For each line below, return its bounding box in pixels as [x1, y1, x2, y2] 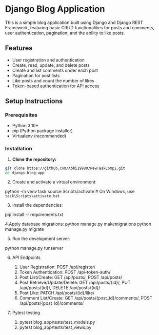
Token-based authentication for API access [12, 83, 99, 89]
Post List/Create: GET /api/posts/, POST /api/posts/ [19, 275, 123, 280]
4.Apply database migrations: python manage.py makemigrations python [5, 221, 151, 227]
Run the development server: [12, 236, 71, 242]
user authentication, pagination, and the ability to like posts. [5, 30, 125, 36]
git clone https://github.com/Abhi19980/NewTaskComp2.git [5, 166, 125, 171]
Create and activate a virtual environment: [12, 179, 97, 185]
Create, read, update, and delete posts [12, 62, 90, 68]
